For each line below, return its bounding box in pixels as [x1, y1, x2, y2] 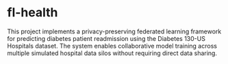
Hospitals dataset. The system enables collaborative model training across [7, 42, 218, 50]
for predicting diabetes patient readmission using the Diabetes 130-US [7, 34, 205, 42]
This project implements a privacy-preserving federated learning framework [7, 27, 222, 35]
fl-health [7, 5, 58, 20]
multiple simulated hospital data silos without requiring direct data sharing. [7, 49, 218, 57]
